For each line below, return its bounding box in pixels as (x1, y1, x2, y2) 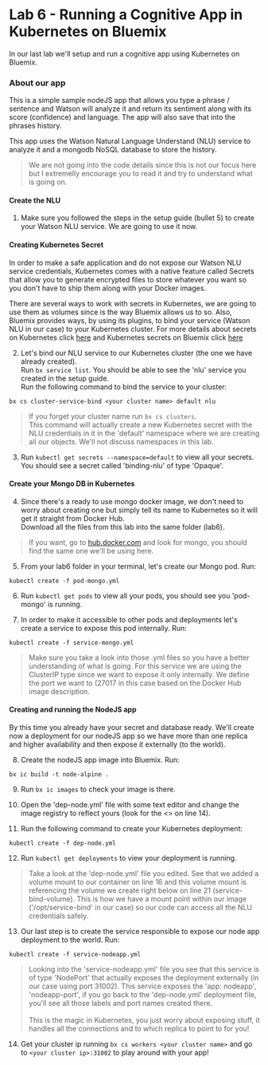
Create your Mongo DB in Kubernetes (9, 479, 135, 488)
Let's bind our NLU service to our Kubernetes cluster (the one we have (20, 348, 253, 357)
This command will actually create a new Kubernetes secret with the (28, 420, 253, 429)
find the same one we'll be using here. (28, 546, 154, 555)
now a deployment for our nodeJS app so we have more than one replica (9, 732, 248, 741)
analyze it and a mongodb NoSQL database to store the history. (9, 145, 217, 155)
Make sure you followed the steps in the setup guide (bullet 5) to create (20, 213, 255, 223)
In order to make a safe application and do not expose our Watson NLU (9, 258, 242, 267)
